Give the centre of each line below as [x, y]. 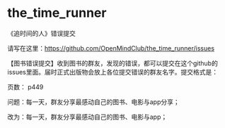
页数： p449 [25, 87]
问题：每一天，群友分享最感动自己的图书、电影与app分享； [94, 102]
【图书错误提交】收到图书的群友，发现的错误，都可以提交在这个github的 [112, 63]
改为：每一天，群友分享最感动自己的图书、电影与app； [87, 117]
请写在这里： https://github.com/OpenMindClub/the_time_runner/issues [111, 48]
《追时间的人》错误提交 [41, 33]
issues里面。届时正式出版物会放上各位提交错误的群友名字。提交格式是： [112, 72]
